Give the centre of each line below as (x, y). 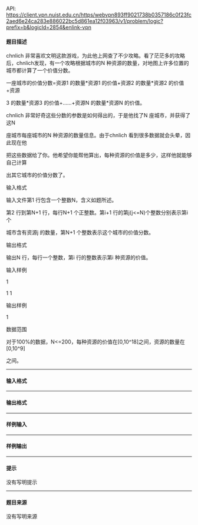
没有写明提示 (22, 482)
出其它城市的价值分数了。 (37, 175)
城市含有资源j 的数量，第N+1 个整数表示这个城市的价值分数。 (80, 233)
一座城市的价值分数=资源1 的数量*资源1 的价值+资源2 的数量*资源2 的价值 (95, 83)
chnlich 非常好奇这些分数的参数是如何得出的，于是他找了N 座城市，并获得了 (98, 115)
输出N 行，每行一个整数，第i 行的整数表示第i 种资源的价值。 (79, 257)
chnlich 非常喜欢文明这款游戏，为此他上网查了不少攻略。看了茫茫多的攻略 (96, 56)
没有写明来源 (22, 516)
